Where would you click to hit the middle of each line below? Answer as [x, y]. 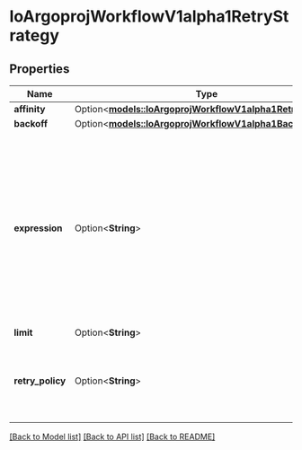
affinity [30, 109]
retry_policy [40, 381]
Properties [40, 69]
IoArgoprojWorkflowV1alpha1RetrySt [149, 17]
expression [38, 228]
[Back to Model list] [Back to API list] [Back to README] [112, 437]
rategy [35, 35]
